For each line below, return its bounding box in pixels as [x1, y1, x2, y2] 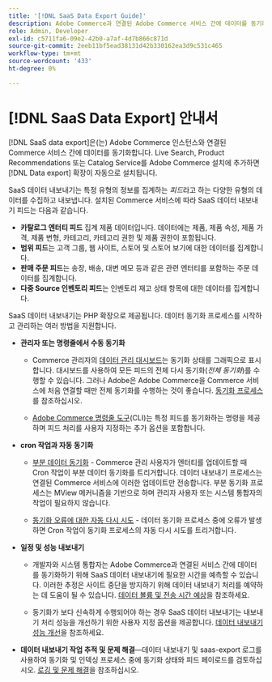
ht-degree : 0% [8, 65, 57, 73]
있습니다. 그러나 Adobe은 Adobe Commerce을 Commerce [56, 375, 244, 385]
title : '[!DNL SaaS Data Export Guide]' [8, 11, 147, 20]
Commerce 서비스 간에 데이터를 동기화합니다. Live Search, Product [8, 147, 225, 157]
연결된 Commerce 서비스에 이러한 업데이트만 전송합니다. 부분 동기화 [32, 477, 249, 487]
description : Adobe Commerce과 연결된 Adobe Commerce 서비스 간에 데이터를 [8, 19, 248, 28]
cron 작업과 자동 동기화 [19, 440, 94, 450]
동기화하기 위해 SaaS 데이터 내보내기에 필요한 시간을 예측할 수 [40, 569, 237, 579]
